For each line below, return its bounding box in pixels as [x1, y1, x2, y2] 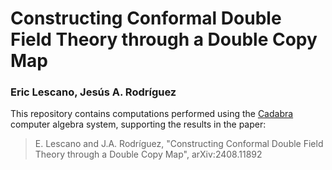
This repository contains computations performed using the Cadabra [10, 108, 294, 120]
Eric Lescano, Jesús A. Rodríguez [10, 85, 177, 99]
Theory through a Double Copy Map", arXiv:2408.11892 [34, 148, 263, 161]
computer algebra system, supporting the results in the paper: [10, 118, 267, 131]
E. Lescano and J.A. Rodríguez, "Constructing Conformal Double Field [34, 138, 324, 150]
